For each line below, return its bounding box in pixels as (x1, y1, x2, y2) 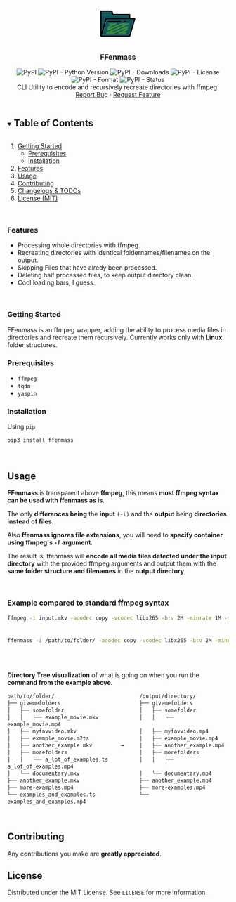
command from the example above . (7, 678, 113, 686)
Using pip (7, 422, 36, 431)
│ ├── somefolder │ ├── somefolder (7, 707, 197, 714)
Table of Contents (13, 117, 93, 129)
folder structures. (7, 340, 58, 349)
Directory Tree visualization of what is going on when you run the (7, 670, 199, 679)
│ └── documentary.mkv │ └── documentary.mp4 (7, 770, 212, 777)
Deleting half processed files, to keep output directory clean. (17, 271, 193, 280)
